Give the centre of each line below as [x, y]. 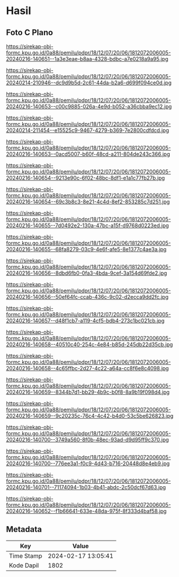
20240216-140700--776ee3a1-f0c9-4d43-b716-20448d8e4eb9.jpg [88, 463]
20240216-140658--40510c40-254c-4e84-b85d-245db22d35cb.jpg [89, 344]
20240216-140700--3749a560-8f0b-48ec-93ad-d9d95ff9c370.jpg [87, 440]
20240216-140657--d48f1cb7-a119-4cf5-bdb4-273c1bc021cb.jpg [85, 321]
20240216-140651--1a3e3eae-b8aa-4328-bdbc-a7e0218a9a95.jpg [87, 59]
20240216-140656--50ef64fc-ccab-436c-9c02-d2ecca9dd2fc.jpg [87, 297]
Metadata [24, 529]
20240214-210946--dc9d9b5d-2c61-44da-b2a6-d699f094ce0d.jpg [89, 83]
